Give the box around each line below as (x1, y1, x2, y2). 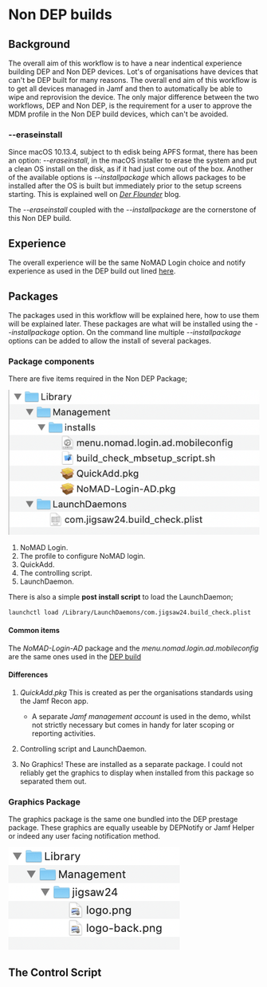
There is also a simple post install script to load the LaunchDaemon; (8, 592, 234, 601)
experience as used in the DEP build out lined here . (8, 266, 176, 276)
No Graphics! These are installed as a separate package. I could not (19, 759, 243, 769)
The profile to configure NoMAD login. (19, 551, 146, 560)
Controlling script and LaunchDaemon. (19, 744, 147, 753)
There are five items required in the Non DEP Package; (8, 374, 188, 383)
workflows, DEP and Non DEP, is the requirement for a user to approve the (8, 101, 253, 110)
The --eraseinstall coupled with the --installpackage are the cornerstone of (8, 205, 257, 214)
